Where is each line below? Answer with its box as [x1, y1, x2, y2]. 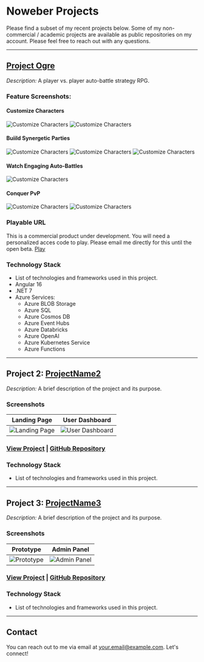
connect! [6, 650, 29, 657]
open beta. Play [6, 245, 46, 252]
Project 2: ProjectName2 [6, 368, 101, 379]
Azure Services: [15, 294, 56, 301]
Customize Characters [6, 107, 65, 114]
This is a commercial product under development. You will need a [6, 232, 170, 239]
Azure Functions [24, 345, 66, 353]
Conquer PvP [6, 189, 41, 197]
